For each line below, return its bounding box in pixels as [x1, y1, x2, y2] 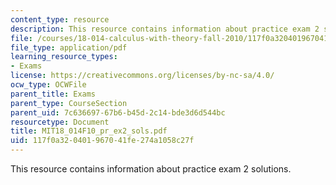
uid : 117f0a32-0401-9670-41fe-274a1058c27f [10, 136, 195, 146]
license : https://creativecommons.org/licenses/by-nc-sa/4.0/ [10, 71, 275, 81]
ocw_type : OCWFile [10, 80, 87, 90]
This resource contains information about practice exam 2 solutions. [10, 163, 292, 175]
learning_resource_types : [10, 52, 118, 62]
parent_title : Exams [10, 89, 97, 99]
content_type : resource [10, 14, 110, 25]
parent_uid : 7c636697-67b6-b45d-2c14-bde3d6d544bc [10, 107, 226, 118]
